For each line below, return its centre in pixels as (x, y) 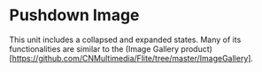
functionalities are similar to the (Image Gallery (94, 48)
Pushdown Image (74, 15)
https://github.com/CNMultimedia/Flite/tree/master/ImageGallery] (131, 58)
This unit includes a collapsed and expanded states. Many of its (125, 40)
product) (196, 48)
